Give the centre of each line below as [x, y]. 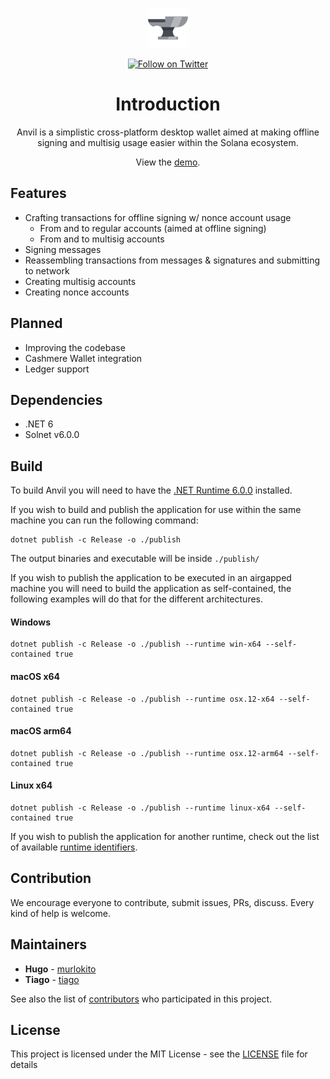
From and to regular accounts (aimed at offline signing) [153, 228]
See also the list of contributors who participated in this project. [141, 999]
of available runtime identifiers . [74, 847]
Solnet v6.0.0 [52, 435]
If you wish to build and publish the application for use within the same [156, 510]
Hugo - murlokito [60, 969]
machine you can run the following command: [104, 520]
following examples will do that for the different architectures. [137, 599]
